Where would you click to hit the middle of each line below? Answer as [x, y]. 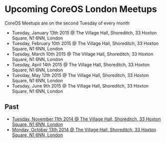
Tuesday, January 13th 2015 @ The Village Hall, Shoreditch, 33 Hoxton [84, 32]
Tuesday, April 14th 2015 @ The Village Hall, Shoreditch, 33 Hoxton [81, 64]
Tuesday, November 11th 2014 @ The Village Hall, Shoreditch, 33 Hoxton [86, 119]
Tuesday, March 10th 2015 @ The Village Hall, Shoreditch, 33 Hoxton [83, 54]
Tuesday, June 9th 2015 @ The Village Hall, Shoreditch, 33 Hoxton [80, 85]
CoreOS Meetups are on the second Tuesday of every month [67, 23]
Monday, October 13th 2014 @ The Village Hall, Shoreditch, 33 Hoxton [84, 129]
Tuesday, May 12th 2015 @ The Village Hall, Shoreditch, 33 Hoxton [80, 75]
